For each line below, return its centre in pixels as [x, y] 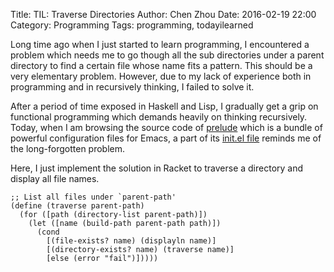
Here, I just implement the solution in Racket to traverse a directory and [157, 168]
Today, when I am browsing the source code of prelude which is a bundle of [166, 127]
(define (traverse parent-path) [77, 206]
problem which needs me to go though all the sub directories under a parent [167, 55]
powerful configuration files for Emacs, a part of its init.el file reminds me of [166, 138]
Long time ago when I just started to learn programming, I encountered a [160, 44]
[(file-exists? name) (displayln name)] [131, 241]
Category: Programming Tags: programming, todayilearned [132, 25]
